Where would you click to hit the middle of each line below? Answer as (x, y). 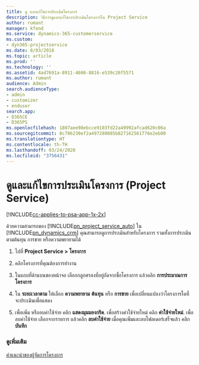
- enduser (18, 106)
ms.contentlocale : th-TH (37, 144)
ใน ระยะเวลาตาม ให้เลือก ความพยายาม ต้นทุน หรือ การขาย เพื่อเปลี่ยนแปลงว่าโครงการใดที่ (102, 294)
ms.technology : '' (29, 67)
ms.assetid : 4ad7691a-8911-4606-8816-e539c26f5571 (70, 73)
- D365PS (17, 123)
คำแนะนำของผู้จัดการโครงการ (35, 354)
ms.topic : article (29, 56)
